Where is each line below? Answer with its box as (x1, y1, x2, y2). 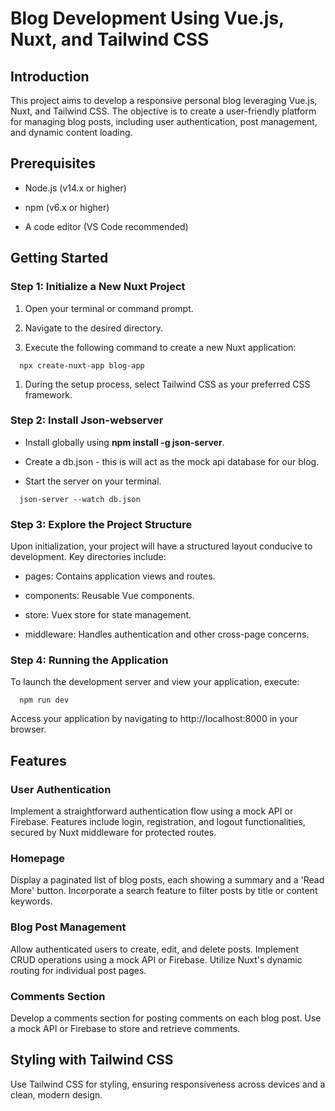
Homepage (10, 852, 65, 865)
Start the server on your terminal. (24, 475, 162, 487)
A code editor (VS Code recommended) (24, 220, 189, 232)
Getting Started (10, 250, 109, 267)
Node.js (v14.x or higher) (24, 182, 127, 194)
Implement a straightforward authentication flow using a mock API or (10, 805, 294, 817)
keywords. (10, 895, 53, 907)
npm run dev (19, 695, 70, 706)
